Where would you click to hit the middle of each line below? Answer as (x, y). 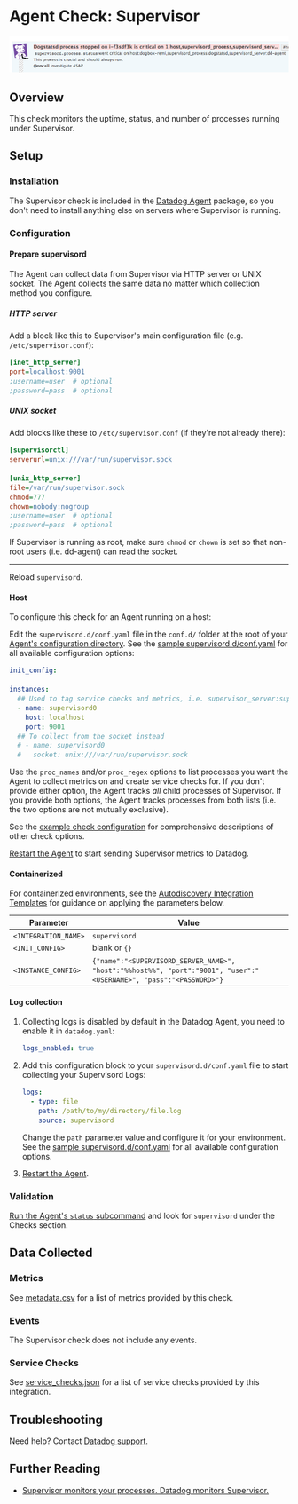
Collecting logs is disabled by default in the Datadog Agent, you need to (153, 1022)
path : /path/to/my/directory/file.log (110, 1111)
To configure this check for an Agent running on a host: (110, 617)
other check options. (47, 836)
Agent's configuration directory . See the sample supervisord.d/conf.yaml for (149, 644)
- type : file (55, 1102)
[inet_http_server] (45, 362)
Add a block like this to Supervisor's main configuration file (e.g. (126, 336)
